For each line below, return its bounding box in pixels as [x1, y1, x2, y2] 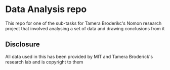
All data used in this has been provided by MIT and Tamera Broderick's [5, 53, 153, 59]
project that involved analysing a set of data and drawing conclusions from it [5, 25, 165, 31]
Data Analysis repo [5, 4, 87, 15]
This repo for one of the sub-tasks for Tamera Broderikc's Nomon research [5, 20, 162, 26]
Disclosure [5, 40, 40, 49]
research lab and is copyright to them [5, 59, 83, 65]
